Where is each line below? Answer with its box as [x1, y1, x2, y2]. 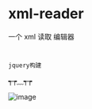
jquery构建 [8, 62, 42, 70]
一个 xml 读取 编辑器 [8, 32, 75, 41]
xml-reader [8, 5, 85, 23]
